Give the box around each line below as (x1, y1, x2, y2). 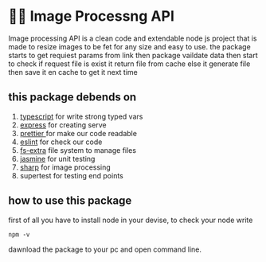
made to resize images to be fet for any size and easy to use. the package (8, 41, 251, 51)
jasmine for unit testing (19, 154, 96, 163)
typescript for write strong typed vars (19, 111, 143, 121)
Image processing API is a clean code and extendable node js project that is (8, 33, 257, 43)
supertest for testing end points (19, 170, 123, 180)
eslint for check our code (19, 137, 103, 147)
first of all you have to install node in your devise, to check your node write (8, 215, 253, 225)
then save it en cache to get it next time (8, 67, 138, 76)
